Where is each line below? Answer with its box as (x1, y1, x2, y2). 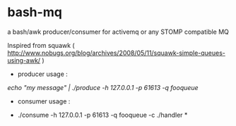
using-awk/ (7, 56, 41, 64)
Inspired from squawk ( (7, 41, 76, 49)
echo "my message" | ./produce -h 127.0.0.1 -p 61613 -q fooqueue (7, 83, 199, 92)
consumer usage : (17, 96, 71, 106)
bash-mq (7, 4, 62, 20)
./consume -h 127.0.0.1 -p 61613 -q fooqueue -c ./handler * (17, 111, 188, 119)
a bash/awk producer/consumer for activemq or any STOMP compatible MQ (7, 27, 230, 36)
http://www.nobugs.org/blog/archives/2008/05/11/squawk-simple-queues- (7, 49, 226, 57)
